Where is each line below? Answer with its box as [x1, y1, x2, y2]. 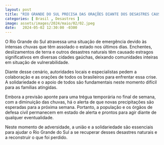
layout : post [5, 7, 32, 12]
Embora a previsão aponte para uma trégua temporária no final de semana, [5, 94, 156, 100]
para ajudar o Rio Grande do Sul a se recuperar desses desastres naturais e [5, 129, 158, 135]
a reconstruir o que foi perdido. [5, 135, 68, 141]
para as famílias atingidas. [5, 84, 58, 90]
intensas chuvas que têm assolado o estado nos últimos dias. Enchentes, [5, 44, 152, 50]
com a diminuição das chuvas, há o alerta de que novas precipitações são [5, 99, 154, 105]
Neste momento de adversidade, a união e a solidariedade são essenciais [5, 124, 153, 130]
